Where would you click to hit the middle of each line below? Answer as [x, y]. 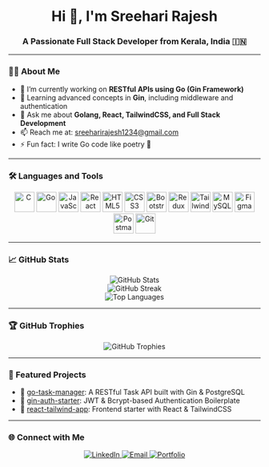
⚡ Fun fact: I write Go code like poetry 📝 [86, 144]
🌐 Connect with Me [47, 437]
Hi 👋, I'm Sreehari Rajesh [134, 16]
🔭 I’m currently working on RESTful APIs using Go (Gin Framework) [132, 89]
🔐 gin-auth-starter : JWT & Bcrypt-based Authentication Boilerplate [130, 401]
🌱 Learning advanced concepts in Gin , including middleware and [126, 97]
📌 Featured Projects [47, 374]
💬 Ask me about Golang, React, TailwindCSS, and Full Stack [120, 115]
